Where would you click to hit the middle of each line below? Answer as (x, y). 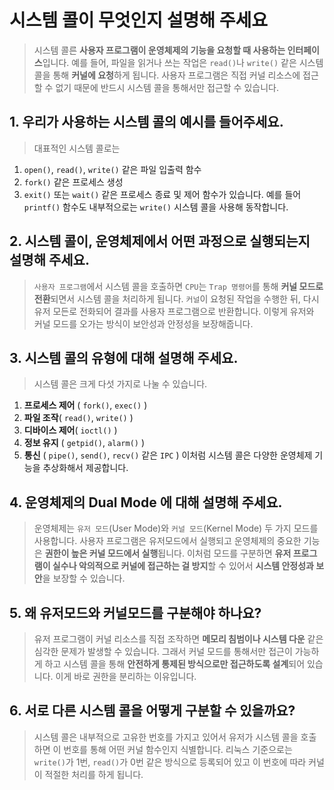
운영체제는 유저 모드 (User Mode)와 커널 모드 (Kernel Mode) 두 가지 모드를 (176, 528)
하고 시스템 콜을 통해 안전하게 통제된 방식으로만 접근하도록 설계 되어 (175, 664)
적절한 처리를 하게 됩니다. (94, 774)
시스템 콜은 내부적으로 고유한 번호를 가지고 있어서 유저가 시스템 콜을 (166, 737)
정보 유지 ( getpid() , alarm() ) (84, 443)
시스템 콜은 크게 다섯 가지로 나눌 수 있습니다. (120, 384)
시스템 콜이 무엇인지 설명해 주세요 (138, 20)
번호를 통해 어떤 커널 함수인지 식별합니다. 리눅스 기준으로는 (178, 749)
